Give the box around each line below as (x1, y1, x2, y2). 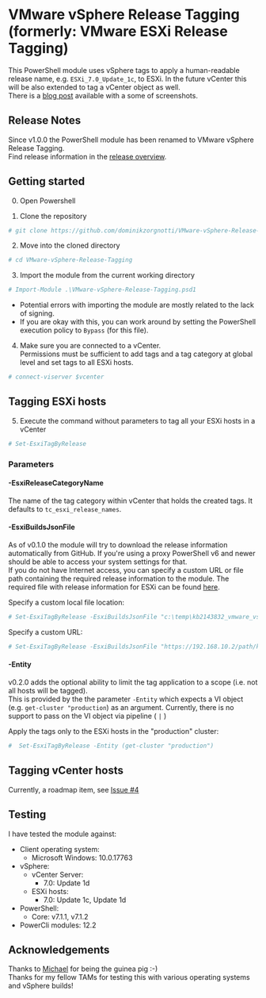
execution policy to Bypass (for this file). (19, 325, 149, 335)
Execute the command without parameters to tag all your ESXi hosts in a (19, 416, 256, 425)
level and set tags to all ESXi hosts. (19, 358, 134, 367)
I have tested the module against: (8, 829, 117, 839)
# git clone (8, 226, 47, 235)
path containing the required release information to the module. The (8, 574, 230, 584)
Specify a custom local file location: (8, 597, 125, 608)
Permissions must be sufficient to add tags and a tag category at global (19, 349, 253, 359)
